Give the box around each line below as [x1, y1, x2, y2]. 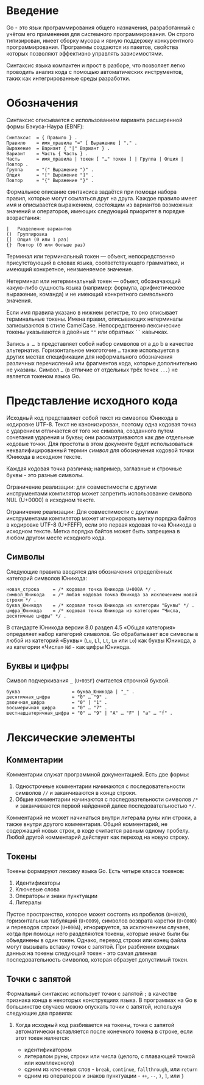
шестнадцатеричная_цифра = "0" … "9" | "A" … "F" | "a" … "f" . [6, 710, 173, 717]
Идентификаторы [15, 879, 61, 886]
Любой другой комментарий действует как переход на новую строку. [6, 833, 189, 841]
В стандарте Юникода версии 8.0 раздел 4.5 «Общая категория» [6, 624, 175, 631]
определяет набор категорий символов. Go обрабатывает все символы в [6, 630, 199, 637]
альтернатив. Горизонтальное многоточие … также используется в [6, 346, 180, 354]
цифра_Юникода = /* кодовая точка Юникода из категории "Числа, [6, 607, 181, 614]
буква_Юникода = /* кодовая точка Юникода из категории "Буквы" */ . [6, 602, 195, 608]
